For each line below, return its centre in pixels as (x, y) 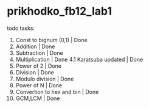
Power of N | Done (39, 85)
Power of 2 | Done (38, 66)
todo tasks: (21, 28)
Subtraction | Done (39, 52)
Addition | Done (35, 46)
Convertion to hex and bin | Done (57, 92)
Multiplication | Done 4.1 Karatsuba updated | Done (79, 59)
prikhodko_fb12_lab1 (59, 11)
